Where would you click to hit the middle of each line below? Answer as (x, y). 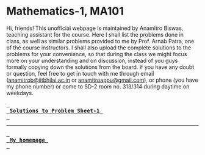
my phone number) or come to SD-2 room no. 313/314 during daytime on (98, 86)
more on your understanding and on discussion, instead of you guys (92, 60)
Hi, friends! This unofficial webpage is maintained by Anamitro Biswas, (95, 28)
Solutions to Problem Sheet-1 (55, 110)
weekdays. (20, 93)
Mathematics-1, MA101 (65, 11)
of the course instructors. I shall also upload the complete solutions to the (99, 48)
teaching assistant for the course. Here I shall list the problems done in (95, 34)
